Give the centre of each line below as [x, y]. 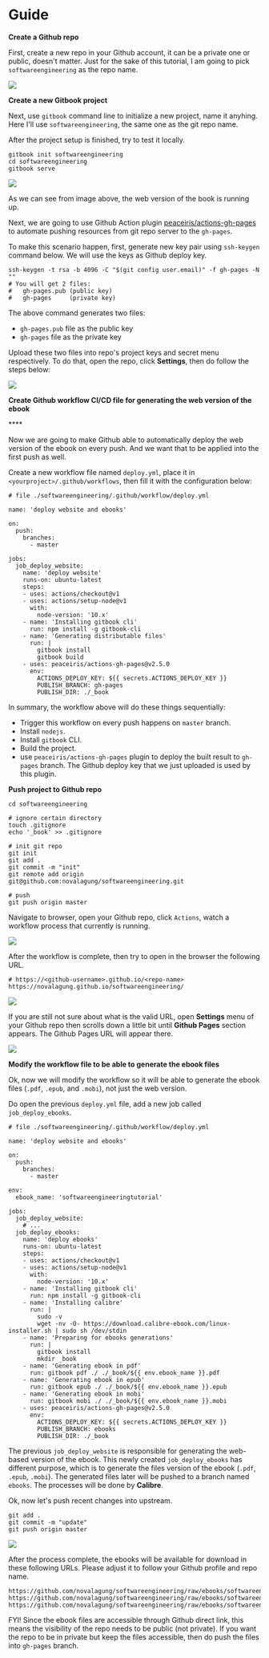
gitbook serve [32, 169]
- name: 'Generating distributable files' [94, 636]
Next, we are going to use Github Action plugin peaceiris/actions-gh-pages [132, 222]
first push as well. [37, 457]
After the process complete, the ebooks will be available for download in [127, 1559]
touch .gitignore [37, 825]
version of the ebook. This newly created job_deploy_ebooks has [137, 1459]
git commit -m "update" [48, 1522]
